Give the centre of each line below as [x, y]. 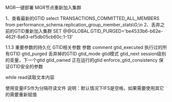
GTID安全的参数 [26, 66]
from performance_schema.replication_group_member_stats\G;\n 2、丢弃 [83, 25]
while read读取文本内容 [30, 77]
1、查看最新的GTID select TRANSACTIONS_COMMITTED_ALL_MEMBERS [82, 18]
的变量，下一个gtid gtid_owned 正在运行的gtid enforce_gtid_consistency [82, 60]
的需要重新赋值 [21, 94]
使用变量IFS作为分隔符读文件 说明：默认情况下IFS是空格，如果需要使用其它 [85, 88]
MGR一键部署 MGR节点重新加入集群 [43, 7]
